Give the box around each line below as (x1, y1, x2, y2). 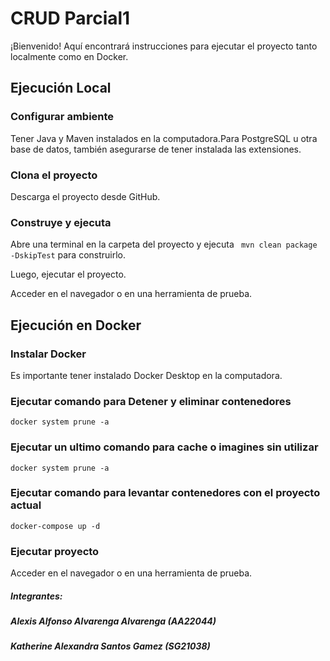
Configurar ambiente (10, 110, 115, 124)
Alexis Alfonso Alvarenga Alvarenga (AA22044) (10, 615, 217, 627)
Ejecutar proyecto (10, 544, 100, 558)
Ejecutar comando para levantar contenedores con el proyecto (10, 486, 321, 500)
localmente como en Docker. (10, 50, 129, 62)
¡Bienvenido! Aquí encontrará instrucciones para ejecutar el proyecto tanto (10, 40, 318, 52)
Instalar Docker (10, 347, 87, 361)
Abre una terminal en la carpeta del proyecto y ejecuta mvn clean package (10, 238, 318, 251)
